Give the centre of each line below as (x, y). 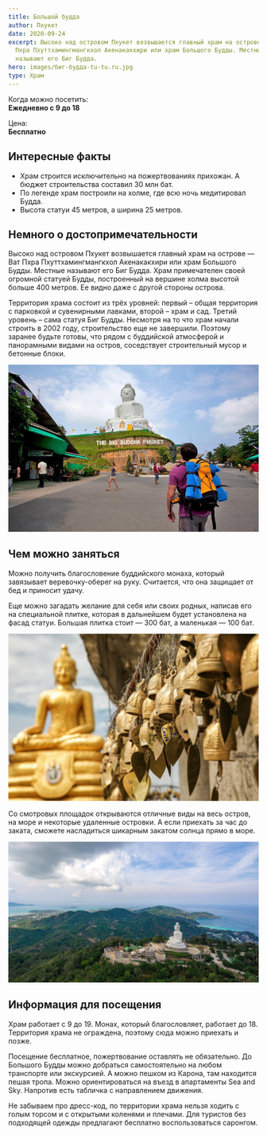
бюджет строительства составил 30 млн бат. (97, 184)
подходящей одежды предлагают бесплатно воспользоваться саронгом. (133, 1122)
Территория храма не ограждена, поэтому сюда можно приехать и (123, 1032)
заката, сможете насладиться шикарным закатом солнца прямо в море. (132, 830)
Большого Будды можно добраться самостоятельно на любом (115, 1065)
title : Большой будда (44, 17)
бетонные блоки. (37, 353)
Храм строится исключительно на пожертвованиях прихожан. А (130, 176)
